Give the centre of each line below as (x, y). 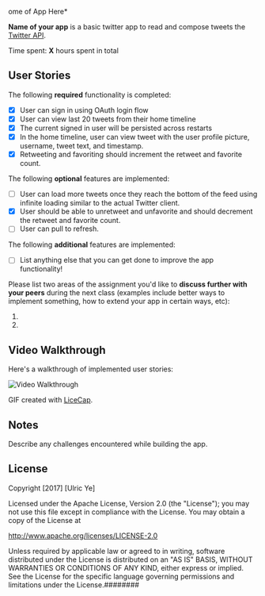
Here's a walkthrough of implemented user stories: (91, 369)
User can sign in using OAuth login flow (84, 110)
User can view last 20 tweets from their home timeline (108, 119)
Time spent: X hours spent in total (63, 50)
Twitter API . (27, 35)
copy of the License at (45, 520)
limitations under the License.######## (74, 584)
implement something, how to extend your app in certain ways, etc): (119, 302)
